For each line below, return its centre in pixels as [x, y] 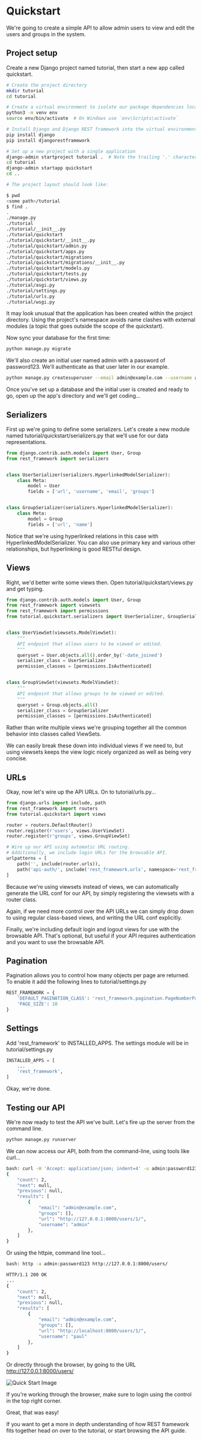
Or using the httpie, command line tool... [56, 1253]
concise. [17, 759]
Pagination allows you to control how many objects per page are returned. [98, 975]
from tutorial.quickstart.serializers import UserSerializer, [86, 617]
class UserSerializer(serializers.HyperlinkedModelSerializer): [88, 475]
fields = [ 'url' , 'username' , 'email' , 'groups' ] [91, 492]
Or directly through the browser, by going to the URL [71, 1365]
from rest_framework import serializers [58, 459]
